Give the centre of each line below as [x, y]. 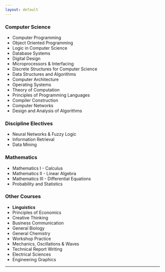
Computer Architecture [35, 79]
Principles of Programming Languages [51, 95]
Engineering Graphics [34, 259]
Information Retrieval [33, 139]
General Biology [28, 228]
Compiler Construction [35, 100]
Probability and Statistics [37, 184]
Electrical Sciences [31, 254]
